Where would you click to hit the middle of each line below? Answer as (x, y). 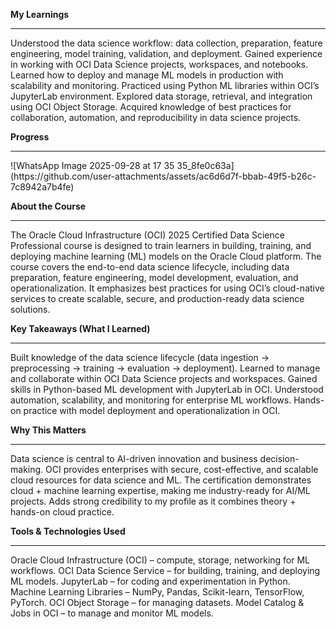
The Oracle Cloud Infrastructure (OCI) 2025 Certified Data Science (147, 235)
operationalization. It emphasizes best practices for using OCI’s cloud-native (167, 288)
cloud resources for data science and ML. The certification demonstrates (161, 480)
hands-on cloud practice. (62, 512)
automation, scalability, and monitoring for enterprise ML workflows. (151, 400)
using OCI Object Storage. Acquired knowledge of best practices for (151, 107)
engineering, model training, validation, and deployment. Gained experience (166, 53)
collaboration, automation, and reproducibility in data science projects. (156, 117)
